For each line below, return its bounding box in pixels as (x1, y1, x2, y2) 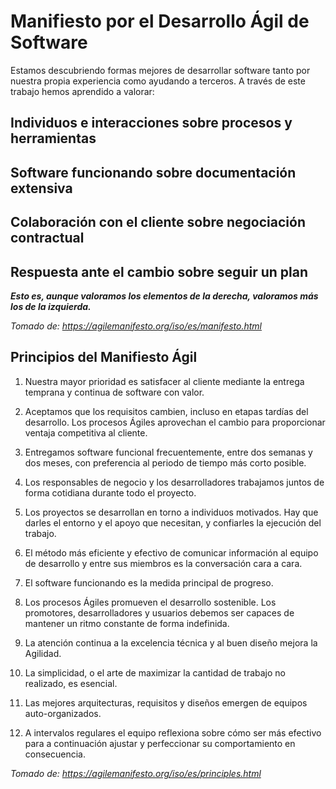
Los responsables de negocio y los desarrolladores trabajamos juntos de (24, 476, 325, 488)
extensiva (10, 180, 73, 197)
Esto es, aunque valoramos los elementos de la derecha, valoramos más (10, 290, 319, 302)
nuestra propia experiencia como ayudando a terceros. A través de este (10, 75, 306, 87)
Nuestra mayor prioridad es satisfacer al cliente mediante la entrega (24, 375, 305, 387)
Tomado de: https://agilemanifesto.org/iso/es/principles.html (10, 767, 262, 779)
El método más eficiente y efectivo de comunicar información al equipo (24, 546, 319, 559)
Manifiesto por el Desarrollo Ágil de (10, 10, 310, 33)
